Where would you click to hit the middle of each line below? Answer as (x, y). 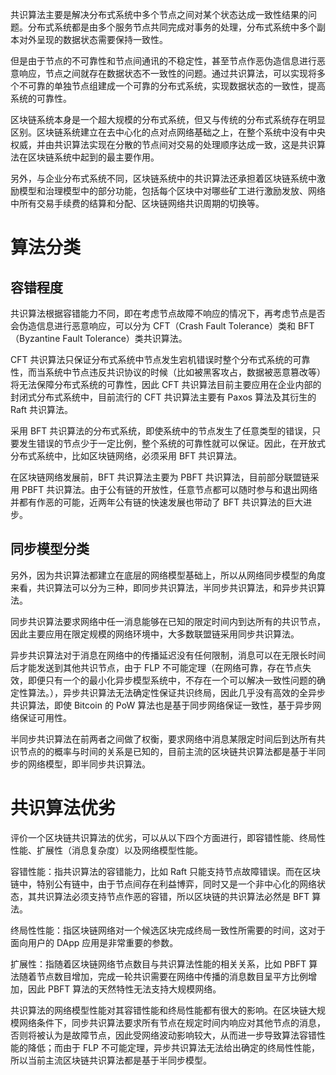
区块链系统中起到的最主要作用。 (93, 157)
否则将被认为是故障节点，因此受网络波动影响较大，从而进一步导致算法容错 (163, 1035)
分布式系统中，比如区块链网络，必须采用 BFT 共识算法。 (126, 456)
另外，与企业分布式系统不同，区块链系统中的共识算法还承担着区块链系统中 (163, 178)
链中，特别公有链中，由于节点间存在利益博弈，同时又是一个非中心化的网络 (163, 884)
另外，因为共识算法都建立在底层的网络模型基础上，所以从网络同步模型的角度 (168, 575)
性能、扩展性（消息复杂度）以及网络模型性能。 (106, 850)
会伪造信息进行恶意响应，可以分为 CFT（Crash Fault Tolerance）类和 (153, 326)
